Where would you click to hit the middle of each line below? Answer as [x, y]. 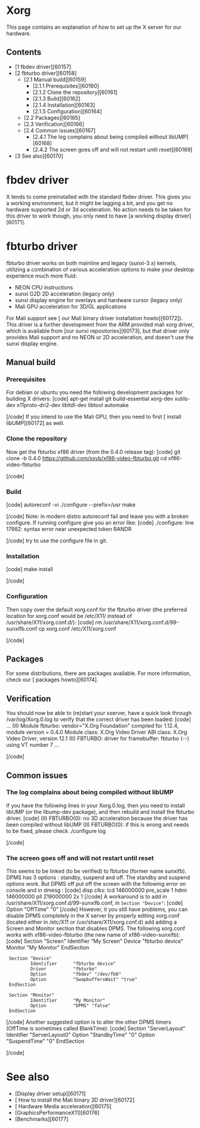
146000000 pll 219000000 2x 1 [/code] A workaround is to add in [87, 897]
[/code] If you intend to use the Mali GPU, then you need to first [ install [94, 417]
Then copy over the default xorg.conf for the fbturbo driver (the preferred [97, 610]
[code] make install [30, 569]
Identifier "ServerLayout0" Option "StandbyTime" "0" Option [81, 1035]
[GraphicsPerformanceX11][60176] [57, 1113]
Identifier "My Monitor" [68, 1001]
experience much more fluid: [41, 276]
